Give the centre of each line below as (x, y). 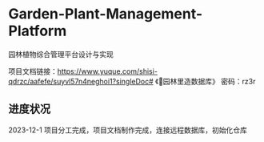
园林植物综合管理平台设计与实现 (61, 54)
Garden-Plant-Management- (106, 14)
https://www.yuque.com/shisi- (108, 71)
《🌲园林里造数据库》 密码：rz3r (205, 81)
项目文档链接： (33, 71)
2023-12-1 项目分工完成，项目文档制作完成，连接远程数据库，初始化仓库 (128, 130)
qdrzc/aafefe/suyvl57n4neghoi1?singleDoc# (81, 81)
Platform (38, 31)
